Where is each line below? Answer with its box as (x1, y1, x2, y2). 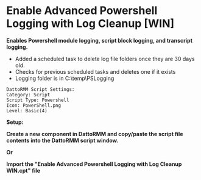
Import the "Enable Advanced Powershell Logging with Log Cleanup (6, 160, 182, 168)
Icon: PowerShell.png (6, 102, 62, 109)
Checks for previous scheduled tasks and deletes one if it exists (15, 68, 176, 75)
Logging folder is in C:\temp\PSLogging (15, 74, 115, 82)
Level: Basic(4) (6, 107, 48, 113)
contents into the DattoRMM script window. (6, 137, 119, 144)
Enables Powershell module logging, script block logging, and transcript (6, 37, 193, 44)
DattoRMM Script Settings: (6, 86, 75, 92)
